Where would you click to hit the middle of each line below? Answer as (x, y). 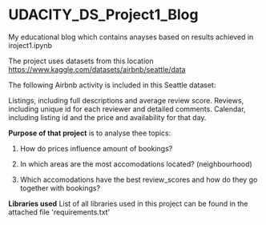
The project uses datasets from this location (81, 61)
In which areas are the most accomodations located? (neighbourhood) (136, 164)
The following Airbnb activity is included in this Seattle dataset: (112, 85)
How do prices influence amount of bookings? (96, 148)
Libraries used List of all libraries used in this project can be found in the (128, 203)
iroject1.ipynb (30, 45)
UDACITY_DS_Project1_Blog (103, 15)
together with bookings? (60, 188)
